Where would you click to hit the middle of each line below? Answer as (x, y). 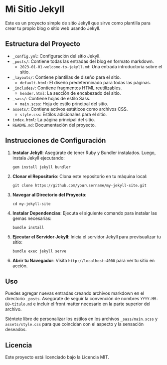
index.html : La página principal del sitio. (54, 119)
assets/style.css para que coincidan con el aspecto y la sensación (75, 324)
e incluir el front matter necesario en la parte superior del (92, 304)
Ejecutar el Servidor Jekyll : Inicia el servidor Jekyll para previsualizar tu (86, 237)
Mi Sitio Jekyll (35, 9)
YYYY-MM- (149, 299)
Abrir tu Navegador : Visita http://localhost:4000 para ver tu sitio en (83, 260)
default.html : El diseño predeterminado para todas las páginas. (85, 82)
